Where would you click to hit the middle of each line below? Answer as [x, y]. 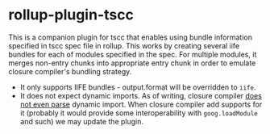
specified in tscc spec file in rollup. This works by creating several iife [124, 45]
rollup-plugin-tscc [71, 15]
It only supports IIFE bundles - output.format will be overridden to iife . [138, 87]
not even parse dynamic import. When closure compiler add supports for [141, 104]
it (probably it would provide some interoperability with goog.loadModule [139, 113]
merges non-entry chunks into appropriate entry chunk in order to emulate [132, 63]
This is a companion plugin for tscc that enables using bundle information [130, 37]
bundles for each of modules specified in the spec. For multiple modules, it [133, 54]
